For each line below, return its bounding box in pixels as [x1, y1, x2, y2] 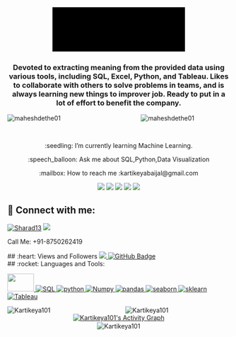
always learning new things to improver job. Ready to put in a [11, 88, 226, 98]
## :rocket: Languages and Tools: [7, 260, 105, 268]
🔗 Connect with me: [7, 204, 95, 216]
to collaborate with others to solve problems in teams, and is [13, 80, 225, 90]
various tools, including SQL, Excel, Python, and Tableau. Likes [8, 71, 229, 81]
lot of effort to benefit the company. [56, 98, 182, 108]
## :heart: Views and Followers [7, 252, 98, 261]
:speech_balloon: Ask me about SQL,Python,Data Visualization [28, 155, 210, 164]
